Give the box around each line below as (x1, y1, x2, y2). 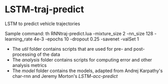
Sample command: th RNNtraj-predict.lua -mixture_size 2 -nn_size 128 (5, 30, 154, 36)
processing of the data (12, 51, 60, 57)
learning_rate (5, 36, 33, 42)
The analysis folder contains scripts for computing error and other (12, 56, 152, 62)
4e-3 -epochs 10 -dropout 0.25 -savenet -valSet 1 (33, 36, 139, 42)
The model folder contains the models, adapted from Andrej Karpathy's (12, 68, 163, 74)
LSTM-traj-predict (5, 4, 85, 15)
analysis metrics (12, 62, 47, 68)
